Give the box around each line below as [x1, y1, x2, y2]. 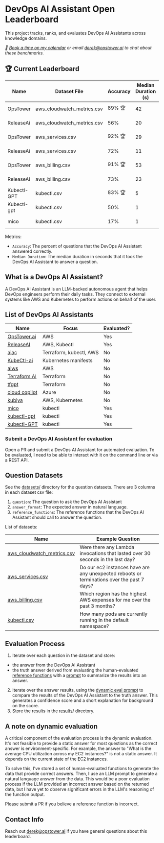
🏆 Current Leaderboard [5, 65, 80, 73]
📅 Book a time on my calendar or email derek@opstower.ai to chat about [5, 45, 152, 50]
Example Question [96, 535, 140, 542]
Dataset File [55, 88, 84, 95]
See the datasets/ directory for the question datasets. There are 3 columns [5, 484, 155, 490]
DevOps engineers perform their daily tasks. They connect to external [5, 291, 145, 297]
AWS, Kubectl [42, 341, 74, 348]
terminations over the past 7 [80, 577, 144, 583]
